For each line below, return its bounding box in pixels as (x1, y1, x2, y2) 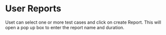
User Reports (5, 3, 62, 14)
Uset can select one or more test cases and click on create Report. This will (5, 19, 161, 25)
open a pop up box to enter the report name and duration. (5, 24, 124, 30)
